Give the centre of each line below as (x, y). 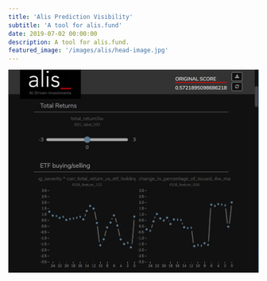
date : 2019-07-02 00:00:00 (53, 33)
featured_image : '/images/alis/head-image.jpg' (89, 51)
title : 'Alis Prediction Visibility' (71, 17)
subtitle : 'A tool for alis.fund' (66, 25)
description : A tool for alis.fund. (69, 42)
